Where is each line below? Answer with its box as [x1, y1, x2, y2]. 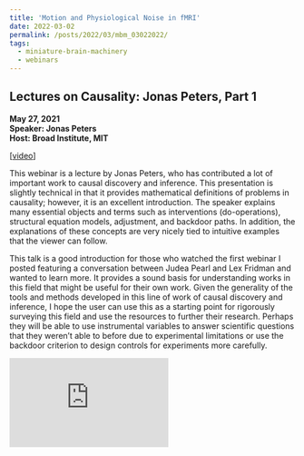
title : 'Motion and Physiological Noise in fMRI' [9, 13, 201, 23]
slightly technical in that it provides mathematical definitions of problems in [9, 187, 289, 198]
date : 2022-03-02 [9, 22, 75, 31]
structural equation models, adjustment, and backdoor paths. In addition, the [9, 215, 296, 227]
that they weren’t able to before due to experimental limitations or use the [9, 330, 284, 341]
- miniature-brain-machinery [17, 47, 128, 56]
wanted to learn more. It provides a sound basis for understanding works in [9, 272, 291, 283]
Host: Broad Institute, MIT [9, 133, 109, 144]
